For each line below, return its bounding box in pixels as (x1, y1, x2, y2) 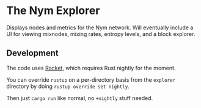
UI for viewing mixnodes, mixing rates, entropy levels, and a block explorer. (6, 30, 196, 37)
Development (6, 48, 59, 59)
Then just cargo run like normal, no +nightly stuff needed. (6, 94, 153, 101)
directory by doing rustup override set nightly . (6, 82, 130, 90)
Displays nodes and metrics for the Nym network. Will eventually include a (6, 24, 194, 31)
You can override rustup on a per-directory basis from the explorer (6, 76, 176, 83)
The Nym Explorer (6, 4, 100, 18)
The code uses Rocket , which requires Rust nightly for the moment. (6, 64, 176, 71)
